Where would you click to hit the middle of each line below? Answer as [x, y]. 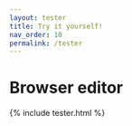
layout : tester [38, 18]
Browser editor [66, 88]
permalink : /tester [46, 43]
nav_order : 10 [36, 34]
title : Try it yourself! [56, 26]
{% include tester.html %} [57, 113]
